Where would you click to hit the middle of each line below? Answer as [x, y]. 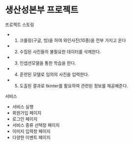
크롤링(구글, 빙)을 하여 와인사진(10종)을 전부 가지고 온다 [73, 40]
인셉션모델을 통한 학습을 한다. [48, 63]
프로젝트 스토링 [20, 25]
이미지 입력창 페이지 [31, 131]
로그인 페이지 [25, 119]
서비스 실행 [23, 107]
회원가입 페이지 [27, 113]
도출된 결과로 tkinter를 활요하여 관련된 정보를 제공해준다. [74, 86]
